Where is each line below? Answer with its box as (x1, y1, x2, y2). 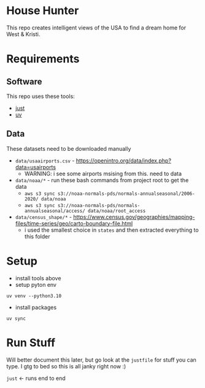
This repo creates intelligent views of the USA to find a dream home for (6, 24, 187, 31)
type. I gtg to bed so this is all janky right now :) (6, 362, 126, 370)
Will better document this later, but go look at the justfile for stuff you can (6, 356, 196, 363)
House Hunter (6, 4, 79, 18)
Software (6, 76, 42, 86)
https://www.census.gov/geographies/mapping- (73, 213, 195, 221)
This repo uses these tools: (6, 93, 75, 100)
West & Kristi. (6, 30, 41, 37)
